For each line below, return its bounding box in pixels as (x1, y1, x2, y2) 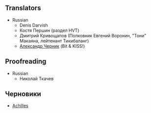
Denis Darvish (19, 22, 48, 28)
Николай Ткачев (19, 76, 54, 82)
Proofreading (5, 57, 47, 66)
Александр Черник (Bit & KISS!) (19, 43, 85, 49)
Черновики (5, 90, 42, 98)
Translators (5, 4, 41, 12)
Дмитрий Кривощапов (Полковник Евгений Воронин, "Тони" (19, 32, 147, 38)
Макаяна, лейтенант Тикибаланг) (19, 38, 89, 44)
